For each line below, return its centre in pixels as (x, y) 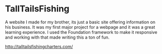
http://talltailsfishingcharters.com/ (39, 46)
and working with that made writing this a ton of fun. (57, 37)
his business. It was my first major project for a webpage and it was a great (80, 27)
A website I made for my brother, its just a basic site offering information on (80, 22)
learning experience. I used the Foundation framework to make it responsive (81, 32)
